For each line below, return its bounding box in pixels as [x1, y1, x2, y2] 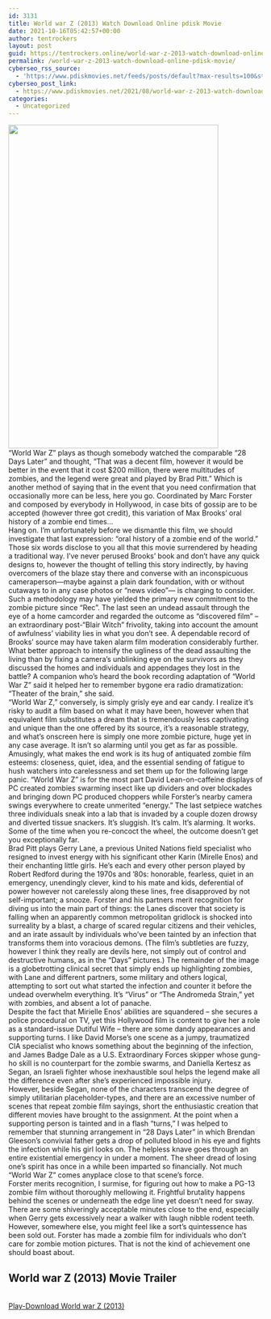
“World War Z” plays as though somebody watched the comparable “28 [8, 448, 247, 458]
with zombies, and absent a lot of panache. [8, 999, 152, 1008]
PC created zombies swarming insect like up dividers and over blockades [8, 783, 252, 793]
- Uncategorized [15, 102, 70, 110]
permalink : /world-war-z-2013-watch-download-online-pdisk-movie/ [8, 57, 236, 66]
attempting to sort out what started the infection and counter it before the [8, 981, 252, 991]
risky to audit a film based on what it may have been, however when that [8, 706, 249, 716]
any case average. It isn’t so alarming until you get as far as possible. [8, 740, 238, 750]
